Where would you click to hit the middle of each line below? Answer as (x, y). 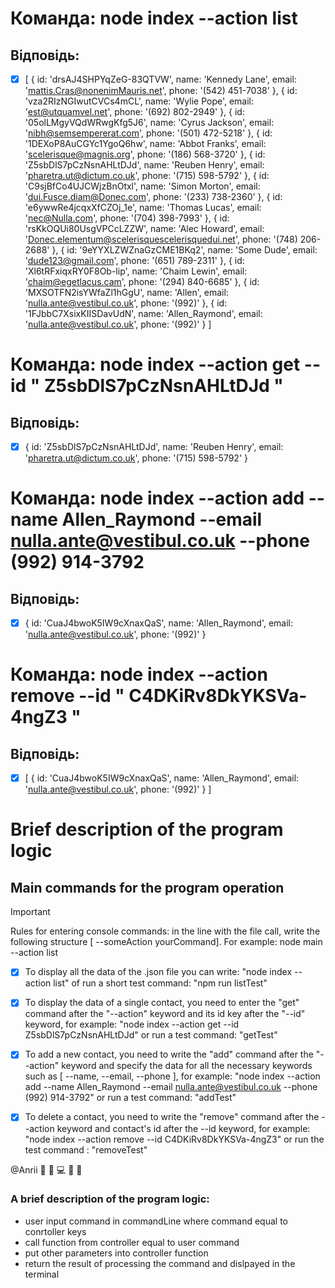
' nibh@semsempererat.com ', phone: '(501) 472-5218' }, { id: (148, 133)
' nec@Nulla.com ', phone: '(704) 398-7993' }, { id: (127, 218)
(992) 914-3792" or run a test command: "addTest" (130, 1098)
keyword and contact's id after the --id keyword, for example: (183, 1128)
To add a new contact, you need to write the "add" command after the (169, 1054)
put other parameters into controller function (116, 1253)
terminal (42, 1274)
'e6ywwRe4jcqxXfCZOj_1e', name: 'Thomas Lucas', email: (143, 208)
